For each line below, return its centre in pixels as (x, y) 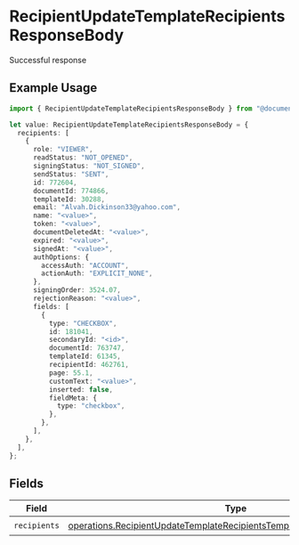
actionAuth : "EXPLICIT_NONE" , (97, 273)
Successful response (48, 60)
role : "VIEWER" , (63, 150)
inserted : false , (81, 389)
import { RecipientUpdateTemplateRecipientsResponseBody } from (131, 109)
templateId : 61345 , (85, 357)
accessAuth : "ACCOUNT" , (85, 265)
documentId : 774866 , (71, 191)
